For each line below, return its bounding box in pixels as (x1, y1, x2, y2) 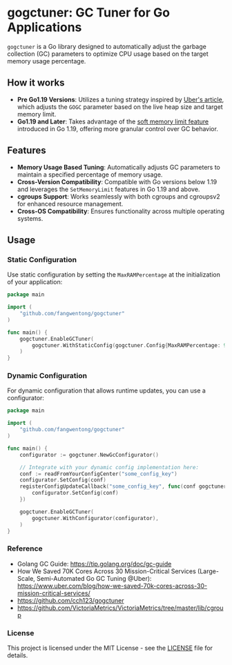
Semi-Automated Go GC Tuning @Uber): (37, 574, 152, 582)
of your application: (7, 278, 63, 286)
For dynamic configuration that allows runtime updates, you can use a (7, 386, 206, 395)
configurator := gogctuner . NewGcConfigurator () (19, 451, 159, 458)
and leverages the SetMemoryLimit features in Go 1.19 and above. (17, 185, 200, 193)
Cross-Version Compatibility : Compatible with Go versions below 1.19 (17, 177, 217, 186)
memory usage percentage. (7, 57, 86, 65)
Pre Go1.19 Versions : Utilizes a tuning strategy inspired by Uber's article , (17, 95, 224, 103)
